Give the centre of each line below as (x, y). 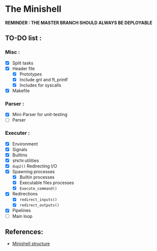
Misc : (13, 52)
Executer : (18, 133)
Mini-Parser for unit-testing (40, 115)
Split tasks (23, 63)
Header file (24, 68)
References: (24, 232)
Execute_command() (38, 189)
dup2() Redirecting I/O (35, 166)
